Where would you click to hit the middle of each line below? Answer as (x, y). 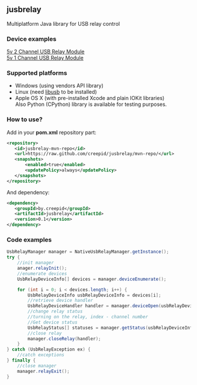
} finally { (21, 360)
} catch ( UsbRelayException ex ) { (49, 350)
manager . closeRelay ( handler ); (64, 339)
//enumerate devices (42, 274)
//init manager (36, 263)
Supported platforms (37, 73)
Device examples (32, 39)
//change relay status (55, 312)
